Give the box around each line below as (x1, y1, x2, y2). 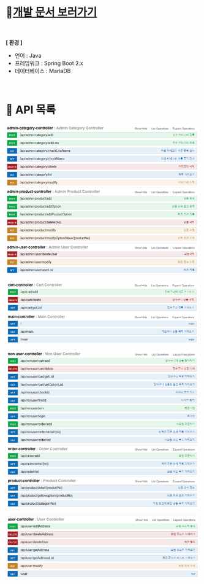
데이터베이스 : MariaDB (14, 67, 71, 74)
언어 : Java (14, 52, 42, 59)
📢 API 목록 (6, 103, 56, 117)
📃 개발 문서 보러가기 (6, 6, 97, 20)
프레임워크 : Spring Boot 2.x (14, 59, 83, 67)
